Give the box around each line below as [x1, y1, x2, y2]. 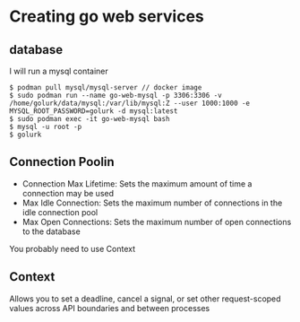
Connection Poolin [9, 154, 115, 170]
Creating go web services [9, 6, 204, 27]
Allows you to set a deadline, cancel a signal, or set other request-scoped [9, 293, 281, 304]
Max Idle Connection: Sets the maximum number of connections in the [21, 197, 283, 208]
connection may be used [21, 187, 115, 198]
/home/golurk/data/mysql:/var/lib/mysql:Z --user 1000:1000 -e [9, 99, 251, 108]
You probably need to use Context [9, 243, 136, 254]
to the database [21, 226, 81, 237]
